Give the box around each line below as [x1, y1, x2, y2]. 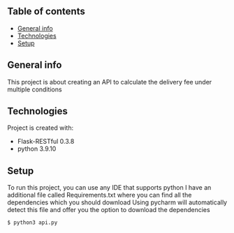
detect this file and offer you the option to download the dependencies [7, 206, 211, 214]
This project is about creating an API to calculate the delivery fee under [7, 77, 212, 86]
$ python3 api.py [7, 219, 58, 226]
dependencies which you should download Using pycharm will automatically [7, 198, 228, 206]
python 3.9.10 [17, 144, 57, 153]
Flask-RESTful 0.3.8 [17, 137, 75, 146]
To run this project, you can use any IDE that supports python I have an [7, 183, 212, 192]
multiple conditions [7, 85, 62, 93]
